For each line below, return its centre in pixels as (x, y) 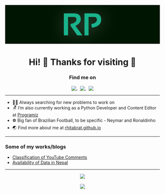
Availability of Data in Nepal (40, 163)
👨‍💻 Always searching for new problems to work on (63, 103)
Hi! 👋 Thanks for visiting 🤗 (82, 62)
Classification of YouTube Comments (50, 157)
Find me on (82, 77)
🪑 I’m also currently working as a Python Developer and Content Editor (84, 108)
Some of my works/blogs (36, 147)
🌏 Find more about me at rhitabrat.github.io (56, 128)
